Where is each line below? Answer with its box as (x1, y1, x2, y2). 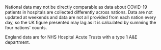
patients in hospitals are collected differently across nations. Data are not (5, 9, 153, 15)
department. (5, 39, 30, 45)
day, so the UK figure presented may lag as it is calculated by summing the (5, 19, 157, 25)
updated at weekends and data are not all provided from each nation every (5, 15, 156, 20)
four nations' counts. (5, 25, 47, 31)
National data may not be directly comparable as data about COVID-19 (5, 4, 147, 10)
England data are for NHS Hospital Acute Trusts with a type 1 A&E (5, 34, 137, 40)
